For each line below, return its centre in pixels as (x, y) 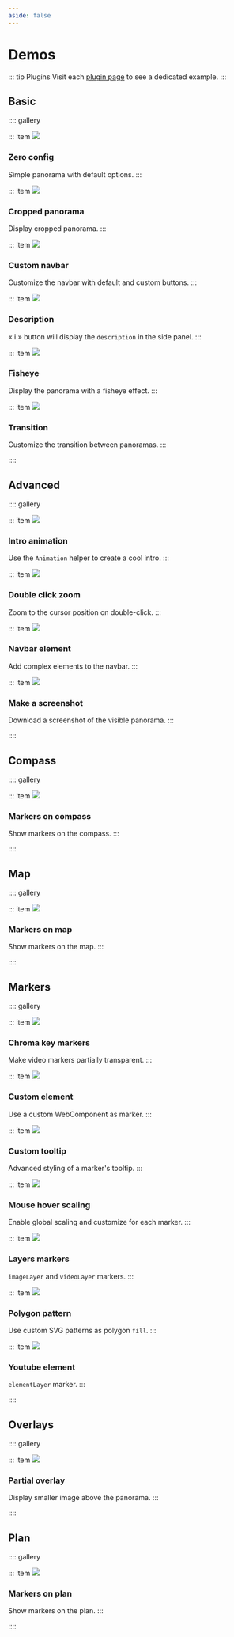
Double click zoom (44, 595)
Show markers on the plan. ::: (56, 1611)
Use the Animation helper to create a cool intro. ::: (89, 558)
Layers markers (39, 1259)
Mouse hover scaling (49, 1205)
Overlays (31, 1425)
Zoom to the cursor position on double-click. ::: (85, 612)
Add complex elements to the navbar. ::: (73, 666)
